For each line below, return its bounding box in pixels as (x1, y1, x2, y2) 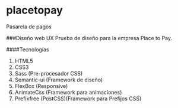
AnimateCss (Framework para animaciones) (14, 89, 122, 96)
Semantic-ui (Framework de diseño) (14, 76, 103, 83)
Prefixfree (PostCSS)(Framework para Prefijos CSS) (14, 95, 142, 102)
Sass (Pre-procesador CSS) (14, 70, 83, 77)
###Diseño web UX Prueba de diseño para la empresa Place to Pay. (6, 34, 173, 41)
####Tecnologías (6, 45, 49, 53)
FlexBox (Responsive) (14, 82, 68, 89)
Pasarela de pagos (6, 23, 52, 30)
